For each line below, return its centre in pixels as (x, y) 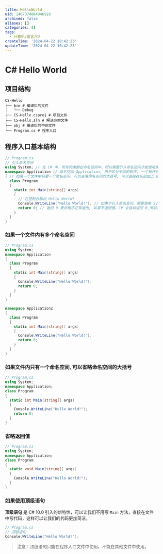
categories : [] (20, 28)
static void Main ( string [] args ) (43, 469)
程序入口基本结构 (31, 147)
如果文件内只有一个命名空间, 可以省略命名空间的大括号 (68, 367)
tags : (10, 32)
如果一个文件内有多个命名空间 (40, 235)
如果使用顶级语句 (25, 500)
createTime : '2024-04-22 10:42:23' (41, 41)
